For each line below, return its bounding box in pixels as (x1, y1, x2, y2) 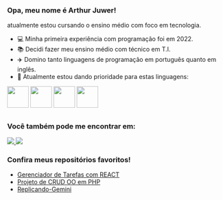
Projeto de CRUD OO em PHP (16, 178, 101, 186)
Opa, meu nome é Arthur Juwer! (7, 5, 117, 15)
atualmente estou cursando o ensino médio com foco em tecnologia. (7, 21, 202, 30)
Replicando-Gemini (16, 185, 72, 194)
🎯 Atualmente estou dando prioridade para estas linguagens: (16, 73, 189, 81)
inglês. (16, 65, 36, 74)
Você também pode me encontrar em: (7, 121, 136, 131)
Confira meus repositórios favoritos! (7, 155, 131, 164)
